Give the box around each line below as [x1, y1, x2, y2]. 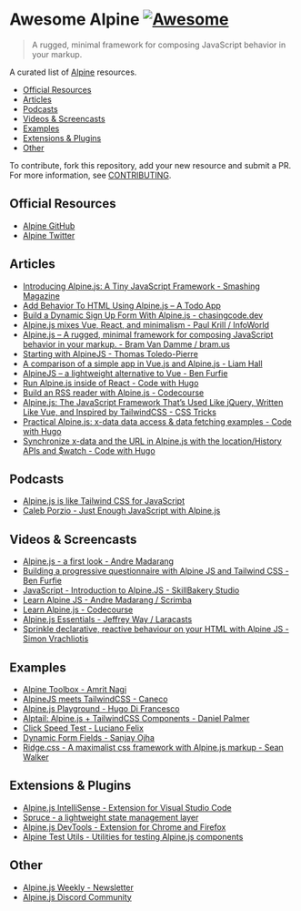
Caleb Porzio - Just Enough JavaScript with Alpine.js [22, 506, 221, 517]
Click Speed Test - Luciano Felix [22, 722, 144, 733]
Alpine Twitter [22, 230, 75, 241]
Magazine [22, 290, 61, 301]
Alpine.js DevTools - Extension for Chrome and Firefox [22, 821, 226, 833]
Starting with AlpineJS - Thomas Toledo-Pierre [22, 348, 198, 359]
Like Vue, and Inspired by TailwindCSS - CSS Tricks [22, 406, 216, 417]
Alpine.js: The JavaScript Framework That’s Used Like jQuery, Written [22, 396, 284, 407]
